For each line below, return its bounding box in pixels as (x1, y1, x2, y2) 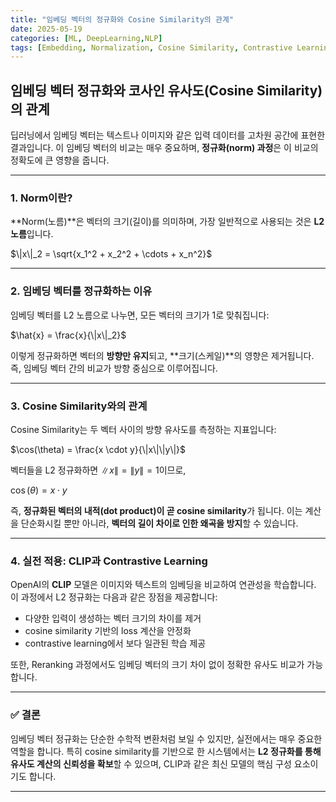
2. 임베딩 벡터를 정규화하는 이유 (10, 284, 153, 298)
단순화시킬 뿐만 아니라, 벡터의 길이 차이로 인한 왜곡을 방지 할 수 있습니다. (20, 517, 299, 529)
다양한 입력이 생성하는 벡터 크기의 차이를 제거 (24, 612, 202, 625)
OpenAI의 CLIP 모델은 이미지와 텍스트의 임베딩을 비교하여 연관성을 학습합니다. (10, 579, 317, 591)
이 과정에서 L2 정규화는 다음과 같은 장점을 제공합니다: (10, 591, 218, 603)
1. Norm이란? (10, 191, 73, 205)
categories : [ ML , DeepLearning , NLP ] (10, 33, 163, 43)
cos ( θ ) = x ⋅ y (10, 484, 68, 496)
